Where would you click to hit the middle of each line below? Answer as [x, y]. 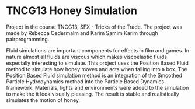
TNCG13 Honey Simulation [72, 11]
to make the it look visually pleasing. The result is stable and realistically [93, 94]
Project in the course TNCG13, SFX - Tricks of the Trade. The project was [94, 27]
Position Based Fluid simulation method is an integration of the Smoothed [94, 75]
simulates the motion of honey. [43, 100]
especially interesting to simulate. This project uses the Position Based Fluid [97, 63]
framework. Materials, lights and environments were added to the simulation [97, 87]
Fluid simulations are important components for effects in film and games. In [98, 50]
